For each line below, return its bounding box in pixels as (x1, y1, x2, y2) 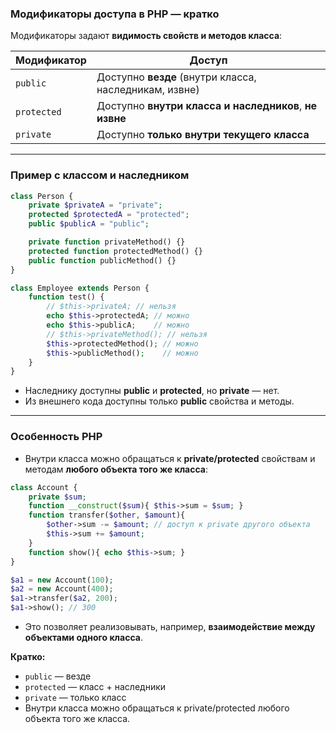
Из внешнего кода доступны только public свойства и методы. (24, 395, 295, 407)
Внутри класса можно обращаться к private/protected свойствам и (24, 452, 316, 464)
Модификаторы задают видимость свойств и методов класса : (10, 30, 283, 42)
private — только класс (24, 692, 127, 704)
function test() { (28, 292, 105, 302)
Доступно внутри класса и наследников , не (96, 99, 318, 113)
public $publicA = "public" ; (28, 219, 150, 229)
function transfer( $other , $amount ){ (28, 510, 186, 521)
